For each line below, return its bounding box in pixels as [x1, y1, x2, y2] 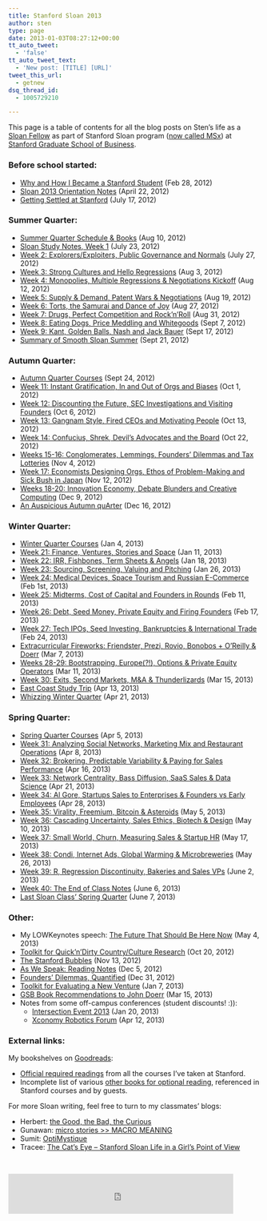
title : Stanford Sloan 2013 [8, 11, 102, 20]
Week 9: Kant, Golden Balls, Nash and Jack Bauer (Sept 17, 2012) [19, 326, 234, 336]
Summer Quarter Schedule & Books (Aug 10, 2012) [19, 233, 186, 243]
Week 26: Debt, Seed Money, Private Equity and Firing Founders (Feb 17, [19, 607, 259, 617]
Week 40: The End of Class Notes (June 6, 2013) [19, 883, 181, 893]
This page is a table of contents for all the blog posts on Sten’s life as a [8, 123, 241, 132]
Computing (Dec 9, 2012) [19, 492, 103, 502]
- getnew [15, 78, 45, 86]
